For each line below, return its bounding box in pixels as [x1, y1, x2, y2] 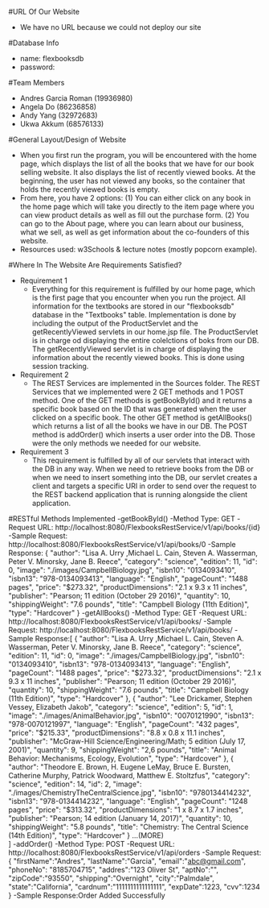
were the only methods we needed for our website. [31, 438, 202, 448]
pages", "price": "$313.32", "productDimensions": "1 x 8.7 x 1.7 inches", [8, 805, 243, 815]
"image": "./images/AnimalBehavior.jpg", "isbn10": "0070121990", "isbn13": [8, 711, 255, 720]
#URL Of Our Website [8, 7, 80, 16]
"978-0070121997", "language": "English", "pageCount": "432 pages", [8, 719, 239, 728]
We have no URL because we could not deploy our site [19, 23, 202, 31]
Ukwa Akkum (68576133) [19, 119, 104, 128]
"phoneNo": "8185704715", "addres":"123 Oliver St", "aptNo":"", [8, 865, 219, 874]
